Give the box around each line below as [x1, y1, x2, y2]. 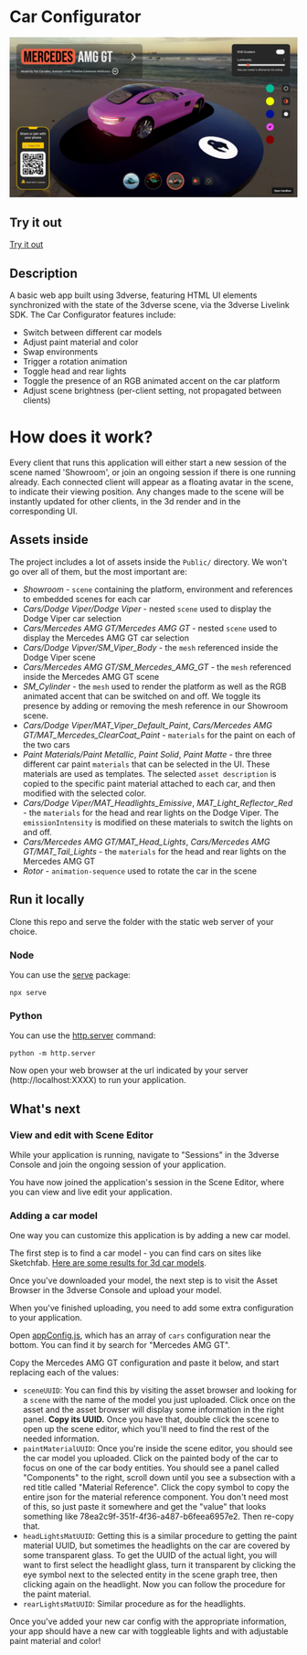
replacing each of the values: [9, 1367, 119, 1378]
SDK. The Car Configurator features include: [9, 309, 176, 321]
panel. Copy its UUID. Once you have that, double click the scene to [22, 1414, 280, 1425]
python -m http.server [9, 1049, 96, 1058]
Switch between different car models [22, 327, 163, 338]
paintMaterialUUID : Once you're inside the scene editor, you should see [22, 1443, 293, 1454]
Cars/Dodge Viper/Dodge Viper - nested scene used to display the [22, 603, 272, 614]
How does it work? [9, 427, 153, 448]
